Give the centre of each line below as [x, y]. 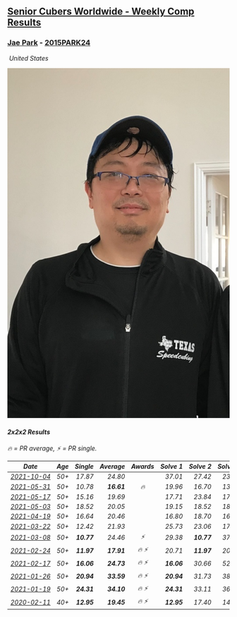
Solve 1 [171, 467]
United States [29, 58]
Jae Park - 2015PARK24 [49, 43]
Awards [142, 467]
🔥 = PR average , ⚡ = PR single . [52, 448]
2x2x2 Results [29, 432]
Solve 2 [200, 467]
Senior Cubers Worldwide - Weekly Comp [101, 12]
